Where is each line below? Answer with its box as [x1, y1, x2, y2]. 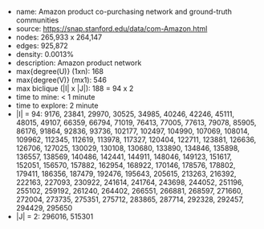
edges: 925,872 [15, 41, 68, 51]
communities [15, 15, 59, 25]
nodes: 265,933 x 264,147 [15, 32, 103, 42]
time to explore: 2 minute [15, 100, 99, 110]
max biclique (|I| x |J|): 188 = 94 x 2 [15, 84, 134, 93]
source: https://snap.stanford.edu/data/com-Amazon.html [15, 24, 208, 33]
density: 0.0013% [15, 50, 75, 59]
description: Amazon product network [15, 58, 142, 67]
